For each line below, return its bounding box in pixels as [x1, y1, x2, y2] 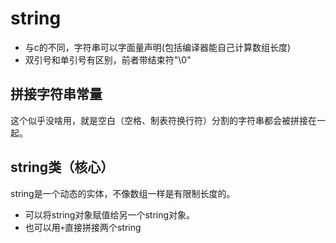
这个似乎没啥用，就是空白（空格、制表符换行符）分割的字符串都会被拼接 [10, 114, 308, 126]
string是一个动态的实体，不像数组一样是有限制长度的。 [10, 187, 236, 199]
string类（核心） [10, 159, 115, 176]
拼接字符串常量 [10, 86, 103, 103]
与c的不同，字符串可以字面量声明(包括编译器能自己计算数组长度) [24, 41, 292, 53]
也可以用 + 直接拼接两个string [24, 221, 142, 233]
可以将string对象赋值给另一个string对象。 [24, 208, 196, 221]
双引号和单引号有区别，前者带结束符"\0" [24, 53, 192, 66]
